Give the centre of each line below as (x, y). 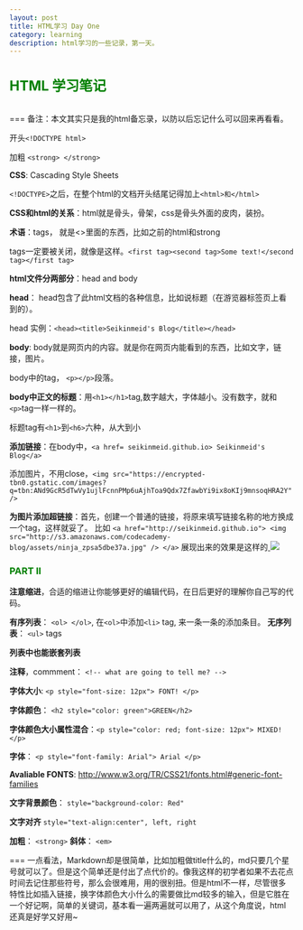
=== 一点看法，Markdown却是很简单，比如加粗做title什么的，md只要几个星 (150, 860)
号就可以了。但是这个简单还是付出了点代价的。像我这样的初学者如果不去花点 (151, 871)
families (24, 784)
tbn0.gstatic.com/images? (58, 483)
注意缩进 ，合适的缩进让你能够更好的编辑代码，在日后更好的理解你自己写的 (147, 591)
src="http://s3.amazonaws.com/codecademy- (90, 537)
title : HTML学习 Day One (55, 26)
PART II (26, 571)
